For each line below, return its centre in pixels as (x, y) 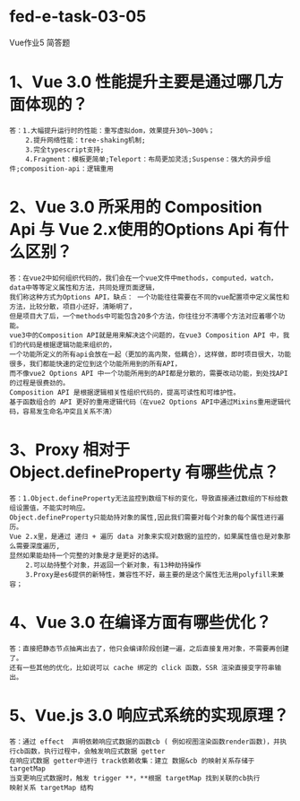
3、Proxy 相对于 (70, 449)
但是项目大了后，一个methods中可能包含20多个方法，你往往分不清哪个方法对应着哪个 (144, 316)
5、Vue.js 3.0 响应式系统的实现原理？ (149, 715)
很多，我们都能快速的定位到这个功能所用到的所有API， (95, 364)
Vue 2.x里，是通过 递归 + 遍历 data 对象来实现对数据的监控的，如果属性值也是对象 (147, 536)
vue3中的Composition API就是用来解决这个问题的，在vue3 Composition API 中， (146, 335)
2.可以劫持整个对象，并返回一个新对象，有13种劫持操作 (113, 565)
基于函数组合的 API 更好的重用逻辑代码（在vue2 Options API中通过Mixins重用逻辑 (147, 402)
